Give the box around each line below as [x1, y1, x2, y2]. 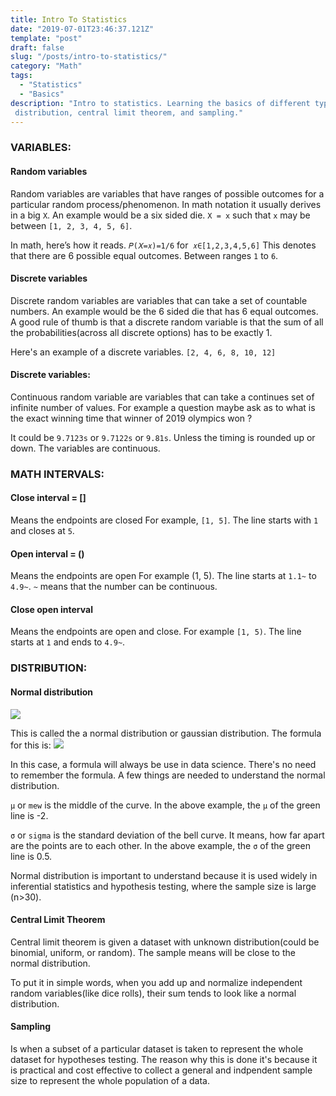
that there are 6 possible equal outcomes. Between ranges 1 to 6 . [10, 249, 279, 261]
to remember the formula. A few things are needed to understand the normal [10, 769, 326, 781]
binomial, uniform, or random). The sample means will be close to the [10, 946, 296, 958]
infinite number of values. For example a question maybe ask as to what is [10, 401, 316, 413]
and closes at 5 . [10, 525, 75, 537]
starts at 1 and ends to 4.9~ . [10, 636, 126, 648]
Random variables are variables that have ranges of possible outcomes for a [10, 187, 325, 200]
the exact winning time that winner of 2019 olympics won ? [10, 412, 253, 424]
